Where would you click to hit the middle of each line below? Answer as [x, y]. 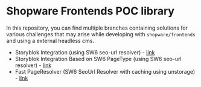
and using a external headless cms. [50, 40]
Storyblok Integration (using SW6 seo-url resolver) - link [85, 52]
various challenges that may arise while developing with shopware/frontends [101, 34]
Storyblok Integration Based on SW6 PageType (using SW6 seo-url [98, 59]
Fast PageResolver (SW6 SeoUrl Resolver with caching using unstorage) [105, 71]
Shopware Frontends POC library [91, 11]
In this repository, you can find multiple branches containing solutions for [97, 28]
